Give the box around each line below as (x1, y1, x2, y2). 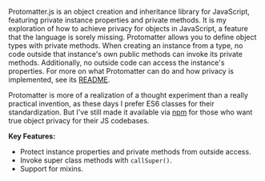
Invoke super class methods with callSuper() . (19, 155, 172, 165)
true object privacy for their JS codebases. (8, 116, 150, 125)
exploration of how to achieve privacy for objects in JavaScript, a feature (8, 24, 248, 33)
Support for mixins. (19, 164, 84, 173)
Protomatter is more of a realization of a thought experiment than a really (8, 90, 248, 99)
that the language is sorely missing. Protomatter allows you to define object (8, 32, 257, 42)
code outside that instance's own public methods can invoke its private (8, 50, 243, 58)
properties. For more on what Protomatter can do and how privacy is (8, 66, 235, 75)
